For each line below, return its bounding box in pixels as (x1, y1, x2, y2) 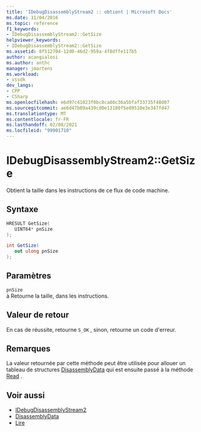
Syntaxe (6, 204, 38, 214)
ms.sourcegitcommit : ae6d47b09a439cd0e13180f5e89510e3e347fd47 (6, 105, 170, 111)
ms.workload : (6, 71, 39, 77)
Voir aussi (6, 390, 45, 400)
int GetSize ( (6, 242, 39, 249)
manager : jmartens (6, 65, 53, 72)
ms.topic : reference (6, 20, 59, 26)
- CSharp (6, 94, 29, 100)
